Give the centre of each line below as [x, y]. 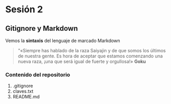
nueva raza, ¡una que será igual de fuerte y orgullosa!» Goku [82, 61]
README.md [26, 97]
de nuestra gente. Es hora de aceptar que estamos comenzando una [90, 56]
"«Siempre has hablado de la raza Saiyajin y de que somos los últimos [92, 50]
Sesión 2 [24, 9]
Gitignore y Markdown [42, 28]
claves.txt [23, 91]
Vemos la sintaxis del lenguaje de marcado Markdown [63, 40]
